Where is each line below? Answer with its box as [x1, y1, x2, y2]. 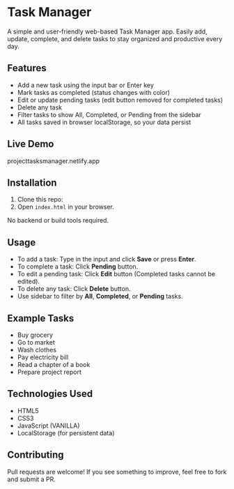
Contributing [7, 449, 64, 461]
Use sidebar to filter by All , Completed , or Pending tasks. [17, 292, 183, 301]
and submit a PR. [7, 475, 56, 483]
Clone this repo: [17, 195, 63, 204]
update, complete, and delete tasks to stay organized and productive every [7, 34, 223, 43]
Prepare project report [17, 368, 81, 376]
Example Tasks [7, 312, 75, 324]
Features [7, 62, 47, 74]
